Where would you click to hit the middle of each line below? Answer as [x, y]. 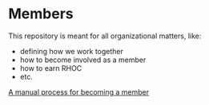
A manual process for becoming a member [79, 91]
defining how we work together [72, 51]
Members [41, 14]
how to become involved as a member [83, 60]
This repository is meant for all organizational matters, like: [105, 36]
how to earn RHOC [51, 68]
